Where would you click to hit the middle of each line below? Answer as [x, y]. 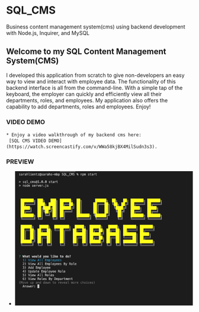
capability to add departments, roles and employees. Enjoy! [78, 107]
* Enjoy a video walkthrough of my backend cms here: [74, 135]
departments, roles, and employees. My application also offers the [87, 100]
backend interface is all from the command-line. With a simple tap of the [94, 88]
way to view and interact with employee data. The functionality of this [91, 81]
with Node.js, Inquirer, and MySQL [48, 33]
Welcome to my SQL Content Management [86, 52]
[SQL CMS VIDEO [27, 141]
